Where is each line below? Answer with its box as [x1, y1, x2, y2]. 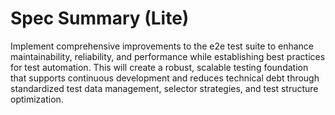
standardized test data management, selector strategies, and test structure [10, 82, 319, 94]
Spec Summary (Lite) [10, 7, 190, 30]
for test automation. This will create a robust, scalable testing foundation [10, 61, 309, 73]
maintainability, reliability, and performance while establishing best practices [10, 50, 326, 62]
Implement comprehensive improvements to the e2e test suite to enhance [10, 40, 315, 52]
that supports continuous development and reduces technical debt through [10, 72, 320, 84]
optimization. [10, 93, 64, 105]
